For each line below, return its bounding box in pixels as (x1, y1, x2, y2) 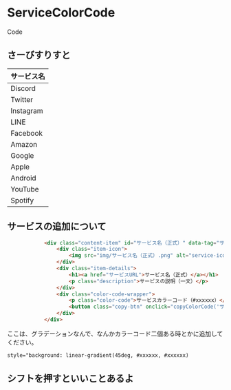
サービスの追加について (7, 220, 107, 232)
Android (10, 173, 36, 183)
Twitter (10, 94, 33, 104)
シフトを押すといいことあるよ (7, 373, 134, 384)
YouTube (10, 184, 39, 194)
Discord (10, 83, 36, 93)
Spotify (10, 195, 34, 205)
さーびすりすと (7, 50, 71, 61)
